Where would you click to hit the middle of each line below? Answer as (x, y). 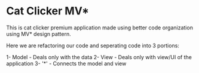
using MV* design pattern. (39, 34)
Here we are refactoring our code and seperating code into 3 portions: (93, 45)
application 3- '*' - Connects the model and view (66, 63)
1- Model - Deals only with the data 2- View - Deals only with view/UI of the (99, 57)
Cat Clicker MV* (48, 11)
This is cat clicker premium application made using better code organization (99, 28)
